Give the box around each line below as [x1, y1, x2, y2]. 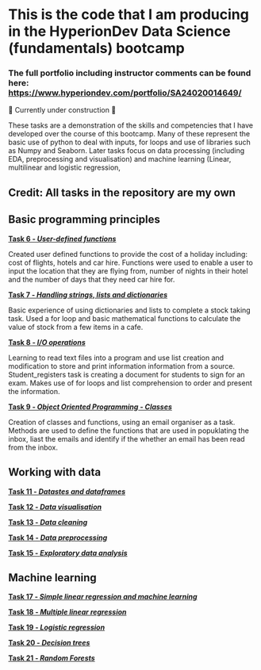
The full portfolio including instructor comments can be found [8, 67, 251, 78]
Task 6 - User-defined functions [8, 234, 117, 243]
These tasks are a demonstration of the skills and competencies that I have [8, 121, 254, 130]
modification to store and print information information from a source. [8, 361, 236, 370]
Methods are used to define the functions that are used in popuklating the [8, 426, 250, 435]
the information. [8, 386, 61, 396]
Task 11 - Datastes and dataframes [8, 486, 125, 496]
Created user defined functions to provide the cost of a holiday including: [8, 249, 248, 258]
